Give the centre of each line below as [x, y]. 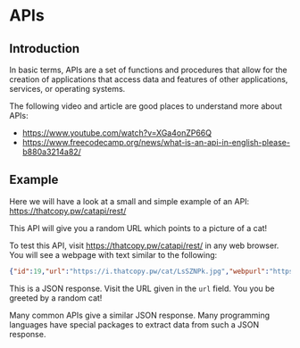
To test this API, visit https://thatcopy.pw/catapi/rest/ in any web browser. [144, 245]
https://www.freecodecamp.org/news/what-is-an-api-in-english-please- [156, 142]
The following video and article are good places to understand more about [146, 106]
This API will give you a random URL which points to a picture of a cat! [138, 228]
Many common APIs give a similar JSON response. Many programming [140, 315]
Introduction [45, 49]
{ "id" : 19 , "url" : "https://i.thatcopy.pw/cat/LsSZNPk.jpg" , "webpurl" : [139, 271]
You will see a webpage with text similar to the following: [113, 254]
